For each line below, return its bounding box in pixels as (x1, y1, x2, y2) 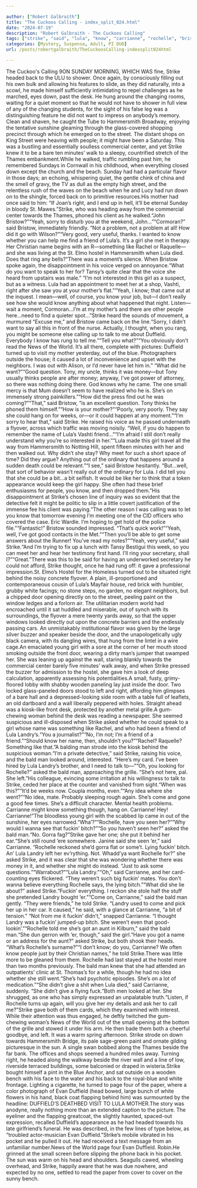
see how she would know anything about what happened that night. (6, 299, 170, 306)
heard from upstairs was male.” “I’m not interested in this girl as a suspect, (6, 274, 186, 281)
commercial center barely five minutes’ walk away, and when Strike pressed (6, 662, 190, 669)
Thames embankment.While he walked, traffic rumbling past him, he (6, 155, 171, 162)
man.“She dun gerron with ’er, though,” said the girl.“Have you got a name (6, 931, 185, 938)
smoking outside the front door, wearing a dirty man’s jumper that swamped (6, 649, 189, 656)
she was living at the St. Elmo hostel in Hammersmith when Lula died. (16, 249, 185, 256)
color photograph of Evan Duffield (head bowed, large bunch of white (6, 1087, 174, 1094)
